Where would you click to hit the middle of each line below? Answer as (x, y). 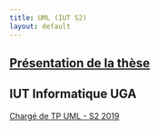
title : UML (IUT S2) (49, 18)
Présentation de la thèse (79, 63)
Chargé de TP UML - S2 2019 (65, 115)
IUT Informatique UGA (73, 94)
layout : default (40, 26)
